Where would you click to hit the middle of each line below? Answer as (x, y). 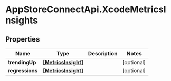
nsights (22, 20)
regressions (23, 70)
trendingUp (22, 62)
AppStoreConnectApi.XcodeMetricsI (86, 9)
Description (103, 54)
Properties (23, 39)
